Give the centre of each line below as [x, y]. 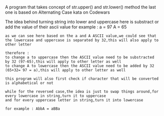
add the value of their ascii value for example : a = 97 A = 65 [66, 27]
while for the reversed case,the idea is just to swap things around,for [82, 92]
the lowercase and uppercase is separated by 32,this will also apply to [82, 40]
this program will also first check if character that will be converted [82, 79]
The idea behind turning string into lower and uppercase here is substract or [82, 22]
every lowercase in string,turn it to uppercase [56, 96]
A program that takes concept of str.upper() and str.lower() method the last [81, 7]
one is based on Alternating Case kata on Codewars [58, 12]
